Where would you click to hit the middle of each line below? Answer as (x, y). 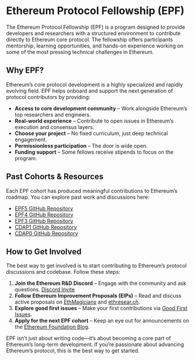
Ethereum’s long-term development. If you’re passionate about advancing (95, 345)
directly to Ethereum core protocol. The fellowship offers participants (90, 39)
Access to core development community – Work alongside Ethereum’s (101, 108)
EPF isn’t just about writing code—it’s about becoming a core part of (89, 338)
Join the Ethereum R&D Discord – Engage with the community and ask (100, 283)
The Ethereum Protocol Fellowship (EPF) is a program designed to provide (96, 27)
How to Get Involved (44, 251)
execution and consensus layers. (54, 127)
